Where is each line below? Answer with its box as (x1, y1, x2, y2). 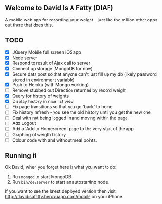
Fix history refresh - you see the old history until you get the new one (12, 109, 151, 115)
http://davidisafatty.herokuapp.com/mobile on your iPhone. (5, 194, 124, 200)
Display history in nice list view (12, 99, 74, 104)
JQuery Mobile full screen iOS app (12, 49, 81, 55)
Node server (12, 55, 37, 61)
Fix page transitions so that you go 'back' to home (12, 104, 113, 110)
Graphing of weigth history (12, 131, 66, 137)
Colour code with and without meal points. (12, 137, 97, 143)
